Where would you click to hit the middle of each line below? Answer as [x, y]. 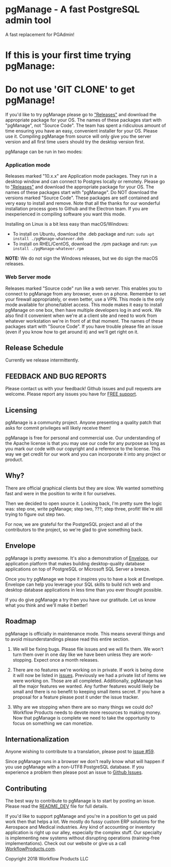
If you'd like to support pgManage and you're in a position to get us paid [81, 816]
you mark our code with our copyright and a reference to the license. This [83, 449]
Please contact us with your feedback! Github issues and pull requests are [83, 389]
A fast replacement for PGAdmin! [40, 34]
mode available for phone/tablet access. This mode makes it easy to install [84, 304]
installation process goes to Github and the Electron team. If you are [77, 209]
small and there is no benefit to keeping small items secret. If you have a [89, 691]
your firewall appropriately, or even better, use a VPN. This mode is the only [85, 299]
